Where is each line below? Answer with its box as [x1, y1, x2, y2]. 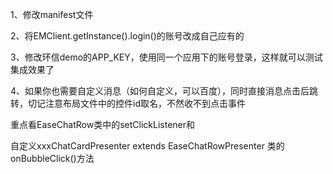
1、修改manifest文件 [10, 9, 94, 20]
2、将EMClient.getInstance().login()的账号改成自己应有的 [10, 30, 245, 42]
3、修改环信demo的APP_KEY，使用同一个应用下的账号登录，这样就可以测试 [10, 51, 323, 63]
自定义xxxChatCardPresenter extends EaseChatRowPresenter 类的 [10, 140, 285, 152]
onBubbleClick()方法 [10, 153, 95, 164]
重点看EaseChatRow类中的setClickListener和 [10, 119, 196, 130]
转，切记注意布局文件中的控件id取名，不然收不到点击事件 [10, 98, 246, 109]
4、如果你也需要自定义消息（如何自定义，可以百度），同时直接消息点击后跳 [10, 85, 319, 97]
